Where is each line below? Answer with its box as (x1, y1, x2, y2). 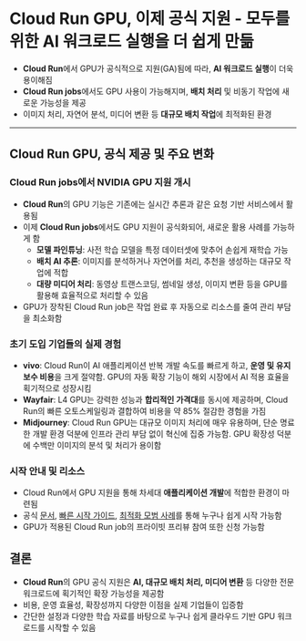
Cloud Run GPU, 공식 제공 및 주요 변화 (9, 147, 215, 162)
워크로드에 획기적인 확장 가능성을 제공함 (22, 588, 165, 599)
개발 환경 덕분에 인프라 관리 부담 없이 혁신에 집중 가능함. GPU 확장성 (32, 428, 275, 439)
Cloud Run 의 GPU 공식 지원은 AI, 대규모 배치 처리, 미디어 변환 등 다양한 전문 (22, 576, 294, 588)
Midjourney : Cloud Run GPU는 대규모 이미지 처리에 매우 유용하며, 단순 (22, 417, 279, 428)
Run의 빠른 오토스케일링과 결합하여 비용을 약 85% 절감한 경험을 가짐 (22, 405, 267, 416)
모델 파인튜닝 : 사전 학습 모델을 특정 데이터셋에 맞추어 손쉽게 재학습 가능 (36, 243, 289, 255)
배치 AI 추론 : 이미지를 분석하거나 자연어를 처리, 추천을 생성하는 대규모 (36, 255, 282, 266)
